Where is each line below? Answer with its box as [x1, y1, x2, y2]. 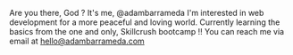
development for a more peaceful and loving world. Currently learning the [9, 17, 280, 27]
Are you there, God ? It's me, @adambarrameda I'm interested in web [9, 8, 264, 18]
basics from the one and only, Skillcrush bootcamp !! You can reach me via [9, 27, 284, 36]
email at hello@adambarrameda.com [9, 35, 145, 46]
